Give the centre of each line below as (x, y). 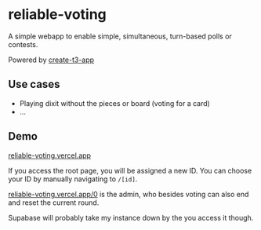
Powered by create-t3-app (51, 60)
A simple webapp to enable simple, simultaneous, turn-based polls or (120, 36)
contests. (23, 44)
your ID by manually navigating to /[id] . (73, 179)
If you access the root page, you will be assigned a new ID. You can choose (130, 170)
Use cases (34, 84)
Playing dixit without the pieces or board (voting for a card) (114, 103)
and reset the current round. (54, 203)
